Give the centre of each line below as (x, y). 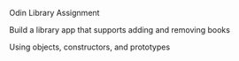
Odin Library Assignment (54, 13)
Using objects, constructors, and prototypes (90, 47)
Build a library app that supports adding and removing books (119, 30)
